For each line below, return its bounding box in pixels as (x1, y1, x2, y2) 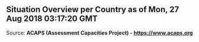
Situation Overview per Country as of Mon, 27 (6, 5, 179, 15)
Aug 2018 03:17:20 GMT (6, 14, 98, 24)
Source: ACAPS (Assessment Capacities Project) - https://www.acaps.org (6, 29, 193, 36)
